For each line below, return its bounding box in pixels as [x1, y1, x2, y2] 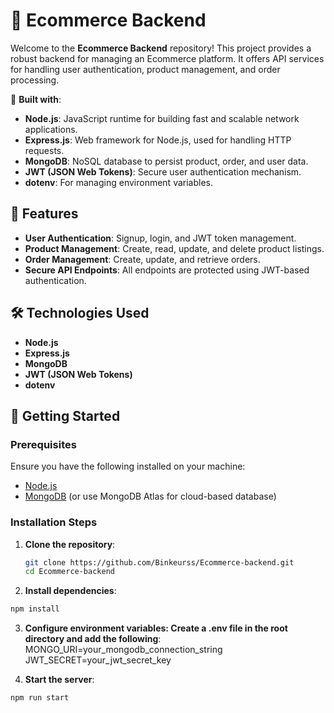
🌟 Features [10, 205, 79, 223]
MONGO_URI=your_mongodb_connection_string [24, 644, 223, 656]
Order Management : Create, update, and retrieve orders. [24, 253, 261, 265]
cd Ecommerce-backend [24, 567, 115, 577]
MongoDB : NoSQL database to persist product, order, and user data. [24, 155, 309, 167]
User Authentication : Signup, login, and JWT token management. [24, 232, 297, 244]
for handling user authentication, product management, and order [10, 63, 281, 75]
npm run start [10, 693, 70, 703]
